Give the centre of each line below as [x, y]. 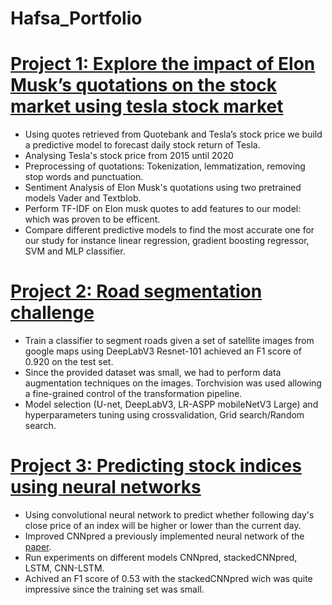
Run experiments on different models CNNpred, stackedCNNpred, [161, 557]
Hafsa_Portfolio [76, 18]
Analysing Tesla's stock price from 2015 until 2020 [129, 156]
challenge [52, 313]
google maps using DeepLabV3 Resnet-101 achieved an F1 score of [163, 351]
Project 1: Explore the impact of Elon [163, 64]
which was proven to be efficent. [92, 219]
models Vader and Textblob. [83, 198]
